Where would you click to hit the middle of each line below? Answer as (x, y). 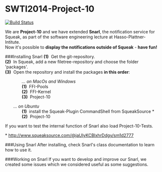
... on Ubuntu (26, 106)
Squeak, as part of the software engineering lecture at (59, 37)
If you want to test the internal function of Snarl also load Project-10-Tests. (79, 126)
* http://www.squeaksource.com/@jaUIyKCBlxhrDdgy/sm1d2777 (69, 135)
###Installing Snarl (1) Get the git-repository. (50, 56)
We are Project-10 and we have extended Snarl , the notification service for (80, 31)
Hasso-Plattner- (130, 37)
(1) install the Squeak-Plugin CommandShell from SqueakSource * (88, 111)
